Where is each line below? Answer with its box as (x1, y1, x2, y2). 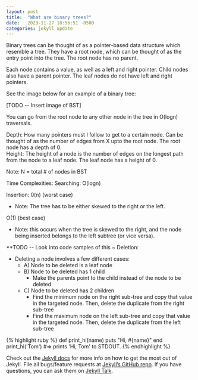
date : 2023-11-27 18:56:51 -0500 (6, 20, 95, 26)
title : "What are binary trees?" (6, 14, 92, 20)
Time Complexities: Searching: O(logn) (6, 180, 101, 187)
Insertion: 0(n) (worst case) (6, 191, 73, 199)
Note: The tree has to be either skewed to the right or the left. (14, 203, 165, 210)
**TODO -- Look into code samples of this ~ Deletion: (6, 244, 139, 251)
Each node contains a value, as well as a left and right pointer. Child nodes (6, 66, 188, 73)
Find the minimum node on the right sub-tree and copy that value (32, 294, 193, 301)
